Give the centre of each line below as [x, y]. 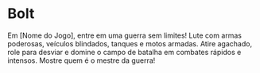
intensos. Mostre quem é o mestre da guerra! [81, 60]
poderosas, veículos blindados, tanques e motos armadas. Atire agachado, [130, 43]
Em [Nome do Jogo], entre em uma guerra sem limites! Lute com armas [125, 35]
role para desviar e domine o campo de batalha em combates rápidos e [124, 52]
